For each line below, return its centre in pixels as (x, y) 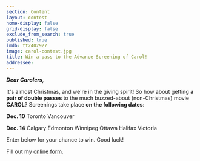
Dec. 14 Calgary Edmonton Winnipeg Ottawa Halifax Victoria (82, 128)
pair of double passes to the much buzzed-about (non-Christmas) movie (98, 98)
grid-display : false (32, 29)
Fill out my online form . (35, 151)
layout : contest (27, 18)
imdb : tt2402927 (27, 46)
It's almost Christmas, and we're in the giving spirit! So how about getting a (100, 91)
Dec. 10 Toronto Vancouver (40, 116)
